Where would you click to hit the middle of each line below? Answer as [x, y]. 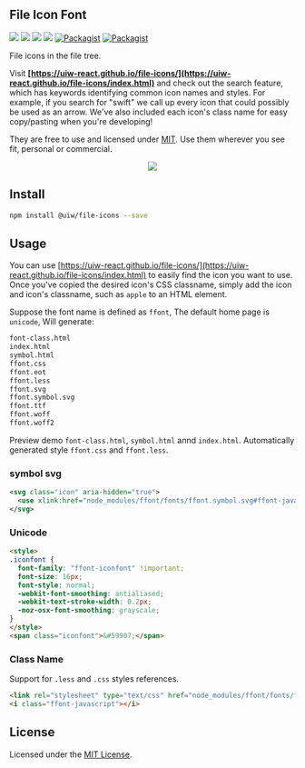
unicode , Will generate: [52, 322]
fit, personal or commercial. [61, 148]
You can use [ [35, 265]
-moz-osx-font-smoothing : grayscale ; [89, 611]
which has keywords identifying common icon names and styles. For [138, 92]
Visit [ [20, 73]
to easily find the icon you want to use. [221, 275]
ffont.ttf [28, 406]
